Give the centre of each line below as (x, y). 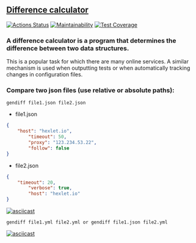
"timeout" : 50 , (48, 137)
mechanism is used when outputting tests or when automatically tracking (98, 68)
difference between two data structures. (68, 48)
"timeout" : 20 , (37, 183)
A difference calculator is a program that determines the (91, 40)
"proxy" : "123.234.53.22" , (63, 143)
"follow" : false (49, 148)
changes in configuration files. (45, 74)
